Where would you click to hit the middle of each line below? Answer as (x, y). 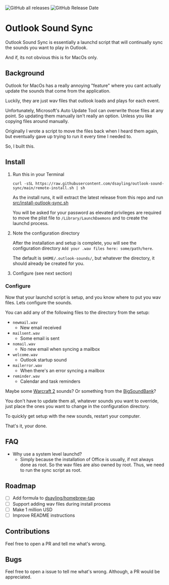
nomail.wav (24, 344)
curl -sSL (23, 184)
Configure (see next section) (42, 273)
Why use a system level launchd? (47, 454)
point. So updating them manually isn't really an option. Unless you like (79, 116)
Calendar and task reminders (50, 381)
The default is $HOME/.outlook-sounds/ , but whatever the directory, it (83, 258)
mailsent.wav (26, 333)
